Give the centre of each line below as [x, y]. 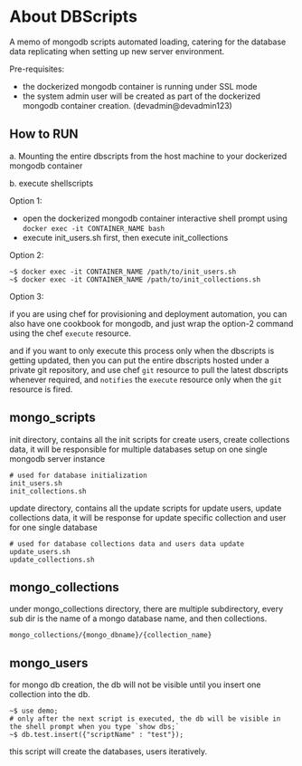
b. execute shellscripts [51, 183]
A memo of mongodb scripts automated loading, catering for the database [148, 42]
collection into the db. [50, 694]
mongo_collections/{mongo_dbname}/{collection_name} [111, 636]
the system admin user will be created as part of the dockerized [141, 96]
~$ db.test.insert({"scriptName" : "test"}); [96, 735]
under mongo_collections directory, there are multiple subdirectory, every [146, 609]
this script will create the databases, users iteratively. [109, 752]
